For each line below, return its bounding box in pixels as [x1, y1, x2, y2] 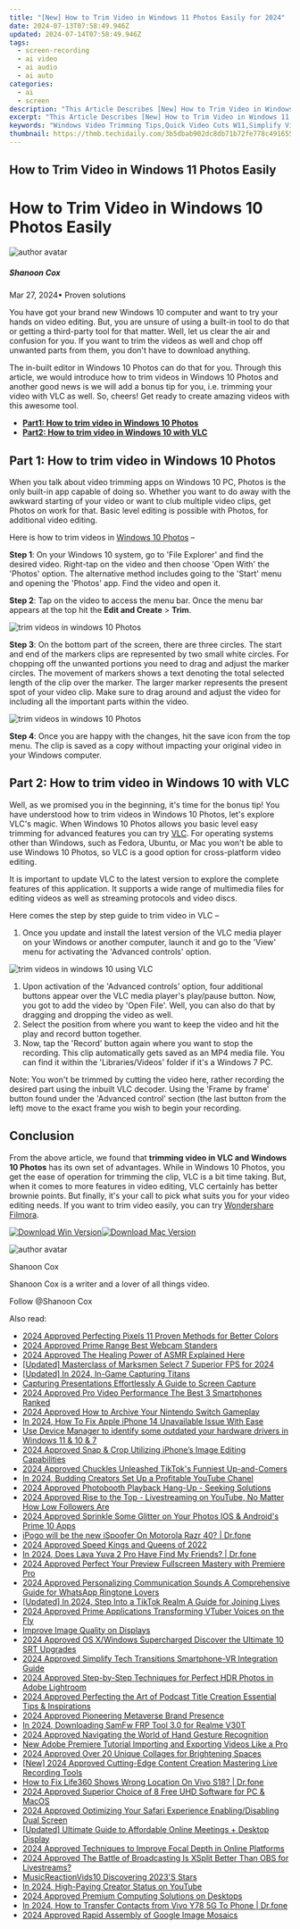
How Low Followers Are [21, 1501, 110, 1512]
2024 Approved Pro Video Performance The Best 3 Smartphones [21, 1387, 262, 1398]
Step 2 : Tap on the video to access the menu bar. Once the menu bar [9, 595, 263, 606]
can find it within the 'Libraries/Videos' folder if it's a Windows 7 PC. [21, 1056, 274, 1068]
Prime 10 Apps [21, 1520, 76, 1531]
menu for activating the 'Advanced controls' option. [21, 946, 212, 957]
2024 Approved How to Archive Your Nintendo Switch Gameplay [21, 1406, 261, 1417]
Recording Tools [21, 1766, 83, 1778]
